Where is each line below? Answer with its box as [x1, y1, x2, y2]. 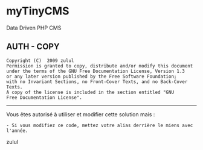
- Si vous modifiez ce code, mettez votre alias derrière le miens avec [6, 122, 193, 128]
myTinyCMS [6, 4, 69, 18]
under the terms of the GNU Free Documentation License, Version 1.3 [6, 68, 185, 74]
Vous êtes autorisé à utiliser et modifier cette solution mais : [6, 110, 155, 118]
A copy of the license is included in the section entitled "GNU [6, 89, 174, 95]
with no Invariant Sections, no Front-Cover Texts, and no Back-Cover [6, 78, 188, 85]
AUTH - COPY [6, 42, 60, 52]
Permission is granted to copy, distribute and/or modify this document [6, 63, 193, 69]
